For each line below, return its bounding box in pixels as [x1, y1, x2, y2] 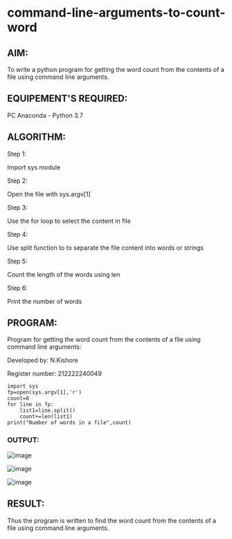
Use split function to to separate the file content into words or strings [7, 244, 204, 252]
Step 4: [7, 230, 28, 238]
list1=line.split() [19, 407, 76, 414]
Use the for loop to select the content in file [7, 217, 132, 225]
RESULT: [7, 498, 45, 510]
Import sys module [7, 163, 61, 171]
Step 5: [7, 257, 28, 265]
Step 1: [7, 149, 26, 158]
